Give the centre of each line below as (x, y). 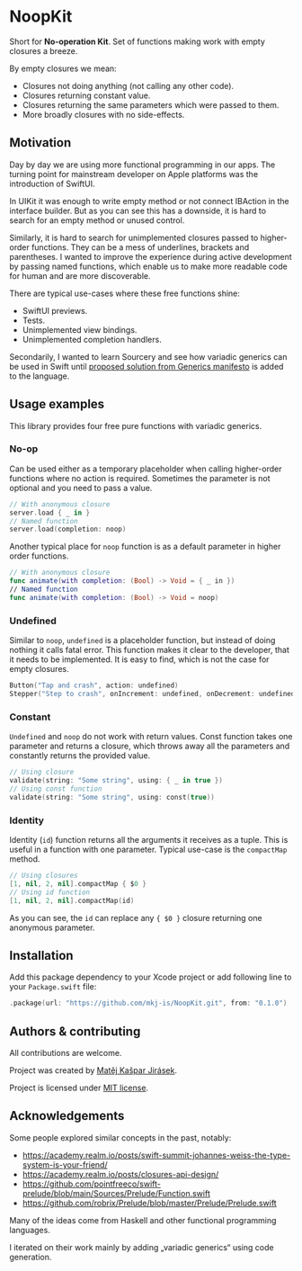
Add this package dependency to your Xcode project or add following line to (151, 977)
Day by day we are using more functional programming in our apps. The (142, 165)
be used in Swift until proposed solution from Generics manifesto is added (147, 366)
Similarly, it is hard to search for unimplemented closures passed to (134, 237)
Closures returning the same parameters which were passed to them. (151, 104)
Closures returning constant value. (86, 95)
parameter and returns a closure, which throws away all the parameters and (150, 746)
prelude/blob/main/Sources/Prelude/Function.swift (116, 1193)
